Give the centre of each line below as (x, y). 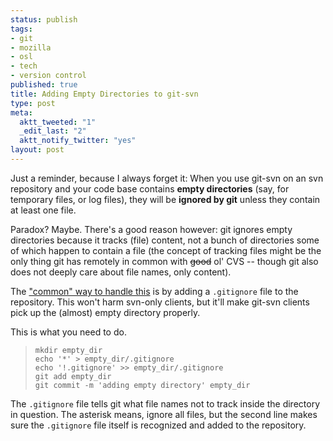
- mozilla (31, 47)
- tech (24, 66)
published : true (44, 85)
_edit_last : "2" (53, 131)
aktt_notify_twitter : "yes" (78, 141)
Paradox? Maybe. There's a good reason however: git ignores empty (151, 229)
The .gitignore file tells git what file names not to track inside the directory (165, 403)
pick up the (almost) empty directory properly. (105, 312)
